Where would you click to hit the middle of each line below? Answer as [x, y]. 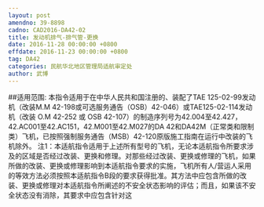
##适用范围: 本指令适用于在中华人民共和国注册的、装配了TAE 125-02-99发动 [132, 97]
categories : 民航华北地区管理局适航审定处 [70, 67]
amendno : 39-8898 [37, 23]
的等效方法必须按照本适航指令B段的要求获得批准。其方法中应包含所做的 [124, 175]
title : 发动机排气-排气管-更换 [53, 37]
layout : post [29, 15]
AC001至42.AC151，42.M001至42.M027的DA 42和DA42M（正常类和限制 [136, 126]
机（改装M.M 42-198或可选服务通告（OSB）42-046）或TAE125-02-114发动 [130, 107]
